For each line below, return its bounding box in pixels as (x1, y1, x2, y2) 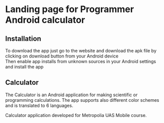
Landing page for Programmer (5, 4, 134, 15)
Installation (5, 34, 41, 43)
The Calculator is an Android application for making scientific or (5, 92, 138, 98)
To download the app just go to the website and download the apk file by (5, 48, 157, 53)
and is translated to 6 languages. (5, 102, 73, 108)
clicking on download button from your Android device (5, 53, 119, 59)
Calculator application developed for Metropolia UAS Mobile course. (5, 112, 147, 118)
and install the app (5, 64, 44, 70)
